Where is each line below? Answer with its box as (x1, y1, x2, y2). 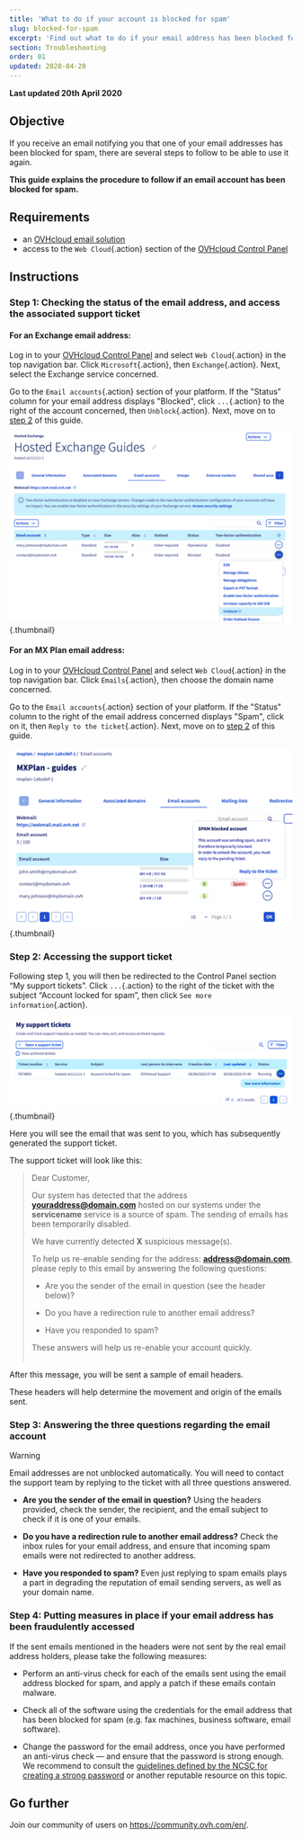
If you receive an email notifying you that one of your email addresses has (9, 138, 283, 148)
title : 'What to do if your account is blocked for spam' (9, 14, 231, 23)
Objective (9, 113, 66, 129)
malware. (22, 1687, 57, 1698)
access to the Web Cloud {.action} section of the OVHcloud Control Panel (22, 243, 289, 254)
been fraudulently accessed (9, 1620, 135, 1633)
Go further (9, 1795, 69, 1811)
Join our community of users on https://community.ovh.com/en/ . (9, 1819, 249, 1830)
